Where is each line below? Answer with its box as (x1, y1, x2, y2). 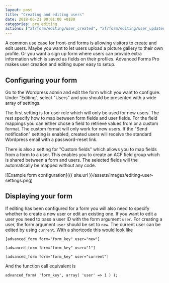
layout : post (5, 7, 33, 13)
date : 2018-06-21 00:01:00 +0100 (5, 17, 75, 22)
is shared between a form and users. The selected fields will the (5, 157, 138, 163)
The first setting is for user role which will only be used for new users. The (5, 109, 159, 116)
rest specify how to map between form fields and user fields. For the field (5, 115, 157, 121)
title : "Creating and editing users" (5, 12, 84, 17)
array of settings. (5, 100, 41, 106)
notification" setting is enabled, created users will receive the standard (5, 131, 152, 137)
